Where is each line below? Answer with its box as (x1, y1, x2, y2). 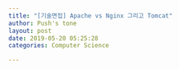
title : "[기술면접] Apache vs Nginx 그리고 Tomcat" (8, 11, 173, 20)
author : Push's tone (8, 19, 78, 27)
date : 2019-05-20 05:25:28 (8, 34, 99, 43)
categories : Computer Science (8, 42, 110, 50)
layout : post (8, 26, 52, 34)
